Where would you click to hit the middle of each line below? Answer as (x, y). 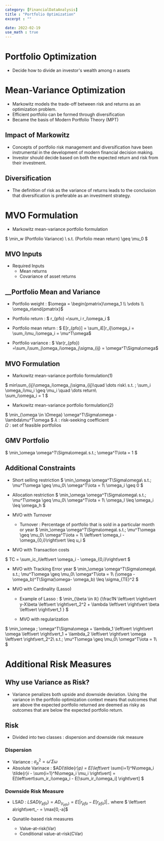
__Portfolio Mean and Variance (53, 292)
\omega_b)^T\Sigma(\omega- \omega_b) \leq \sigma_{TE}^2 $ (75, 579)
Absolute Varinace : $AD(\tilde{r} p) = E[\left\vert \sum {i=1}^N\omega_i (83, 768)
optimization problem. (34, 109)
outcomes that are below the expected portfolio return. (68, 710)
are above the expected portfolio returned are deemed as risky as (79, 705)
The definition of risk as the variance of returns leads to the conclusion (84, 190)
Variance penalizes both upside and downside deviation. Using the (80, 694)
